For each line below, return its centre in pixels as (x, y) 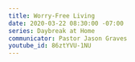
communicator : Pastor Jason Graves (68, 38)
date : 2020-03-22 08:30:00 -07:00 (66, 23)
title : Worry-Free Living (51, 16)
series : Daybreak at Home (51, 31)
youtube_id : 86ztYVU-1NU (50, 46)
